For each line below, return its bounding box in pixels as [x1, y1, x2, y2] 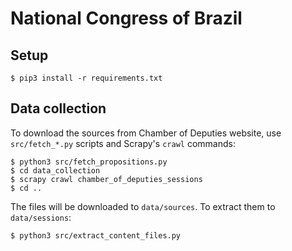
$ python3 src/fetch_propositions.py [10, 157, 168, 167]
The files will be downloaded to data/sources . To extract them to [10, 200, 276, 212]
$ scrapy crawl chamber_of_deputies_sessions [10, 174, 203, 184]
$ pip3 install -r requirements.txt [10, 73, 163, 83]
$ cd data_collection [10, 165, 101, 176]
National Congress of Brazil [10, 7, 243, 30]
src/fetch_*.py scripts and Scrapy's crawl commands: [10, 137, 236, 149]
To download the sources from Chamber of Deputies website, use [10, 127, 282, 139]
